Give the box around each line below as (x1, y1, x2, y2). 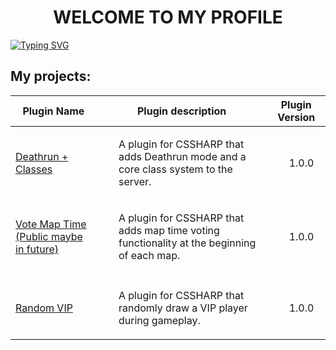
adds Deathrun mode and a (118, 149, 247, 163)
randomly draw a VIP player (118, 301, 248, 315)
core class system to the (118, 162, 233, 176)
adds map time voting (118, 223, 220, 237)
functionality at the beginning (118, 236, 257, 250)
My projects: (10, 68, 92, 85)
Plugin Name (22, 104, 85, 118)
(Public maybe (15, 229, 83, 243)
